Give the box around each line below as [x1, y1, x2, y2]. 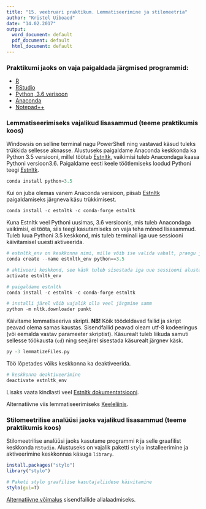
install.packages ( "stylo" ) [6, 462, 75, 469]
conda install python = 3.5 [6, 178, 72, 185]
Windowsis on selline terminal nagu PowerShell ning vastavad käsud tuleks [6, 140, 196, 148]
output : [6, 26, 26, 33]
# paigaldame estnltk [6, 283, 62, 290]
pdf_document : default [12, 37, 70, 44]
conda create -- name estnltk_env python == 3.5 [6, 256, 124, 262]
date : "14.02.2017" [6, 20, 56, 26]
